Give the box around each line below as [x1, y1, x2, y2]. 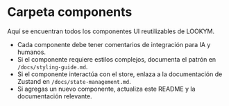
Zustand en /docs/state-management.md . [17, 77, 131, 85]
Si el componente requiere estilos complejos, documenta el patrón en [17, 55, 217, 63]
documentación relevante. [17, 91, 92, 100]
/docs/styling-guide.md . [17, 62, 88, 71]
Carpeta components [7, 4, 133, 20]
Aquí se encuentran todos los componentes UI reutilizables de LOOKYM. [7, 27, 215, 35]
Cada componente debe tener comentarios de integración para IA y [17, 40, 211, 48]
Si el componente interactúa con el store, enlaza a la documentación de [17, 70, 223, 78]
